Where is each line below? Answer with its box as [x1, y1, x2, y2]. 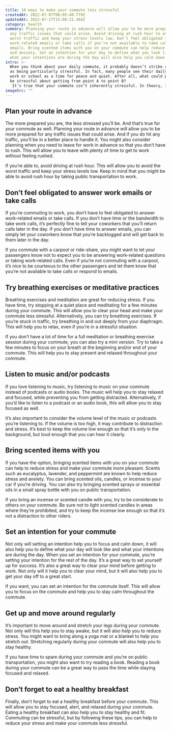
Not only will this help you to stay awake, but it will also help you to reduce [5, 628, 161, 634]
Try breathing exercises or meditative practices [5, 283, 159, 292]
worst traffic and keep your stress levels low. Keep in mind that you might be [5, 168, 165, 174]
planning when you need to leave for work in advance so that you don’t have [5, 142, 166, 148]
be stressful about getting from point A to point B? [10, 78, 126, 84]
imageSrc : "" [5, 88, 33, 93]
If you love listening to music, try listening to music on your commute [5, 383, 150, 390]
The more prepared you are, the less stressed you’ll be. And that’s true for [5, 120, 160, 126]
